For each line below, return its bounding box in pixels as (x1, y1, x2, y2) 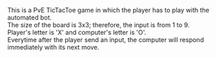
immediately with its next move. (7, 43, 100, 51)
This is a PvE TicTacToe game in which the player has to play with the (7, 6, 210, 14)
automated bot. (7, 13, 52, 22)
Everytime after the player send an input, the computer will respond (7, 36, 204, 44)
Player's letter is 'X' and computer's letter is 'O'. (7, 28, 147, 36)
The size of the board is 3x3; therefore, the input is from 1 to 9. (7, 21, 190, 29)
